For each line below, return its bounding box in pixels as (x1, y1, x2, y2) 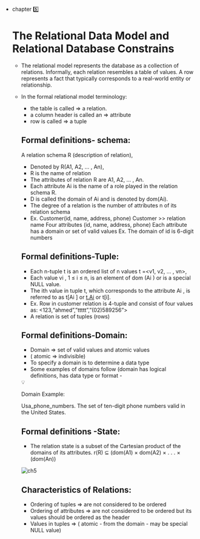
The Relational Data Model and (12, 29, 170, 43)
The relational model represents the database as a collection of (21, 62, 179, 69)
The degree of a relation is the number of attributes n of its (30, 201, 177, 209)
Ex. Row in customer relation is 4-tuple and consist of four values (30, 300, 193, 307)
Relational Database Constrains (12, 42, 175, 56)
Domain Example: (21, 390, 65, 398)
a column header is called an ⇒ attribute (30, 111, 132, 118)
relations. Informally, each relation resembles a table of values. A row (21, 68, 194, 75)
